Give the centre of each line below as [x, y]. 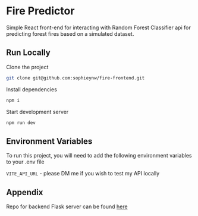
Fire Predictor [40, 11]
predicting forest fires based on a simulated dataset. [70, 33]
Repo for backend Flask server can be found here [67, 206]
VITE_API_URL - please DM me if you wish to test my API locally [83, 174]
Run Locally [28, 53]
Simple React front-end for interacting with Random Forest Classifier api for [99, 27]
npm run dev [21, 123]
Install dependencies [32, 89]
